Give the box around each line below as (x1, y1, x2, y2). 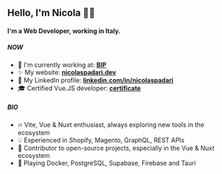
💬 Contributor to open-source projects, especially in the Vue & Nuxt (17, 144, 215, 152)
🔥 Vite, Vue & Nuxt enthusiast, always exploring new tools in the (17, 120, 205, 129)
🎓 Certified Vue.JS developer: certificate (17, 84, 141, 92)
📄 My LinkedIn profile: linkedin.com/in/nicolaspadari (17, 75, 174, 85)
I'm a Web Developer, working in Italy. (7, 26, 121, 35)
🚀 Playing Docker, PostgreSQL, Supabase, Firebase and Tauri (17, 159, 197, 167)
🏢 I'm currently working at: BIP (17, 61, 107, 69)
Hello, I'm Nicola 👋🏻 (7, 7, 95, 19)
